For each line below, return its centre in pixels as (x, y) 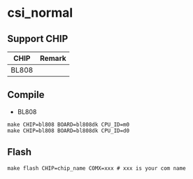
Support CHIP (38, 39)
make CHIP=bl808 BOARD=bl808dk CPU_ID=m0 (69, 124)
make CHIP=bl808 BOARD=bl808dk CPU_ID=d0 (69, 131)
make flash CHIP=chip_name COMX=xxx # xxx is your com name (97, 168)
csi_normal (40, 13)
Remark (53, 58)
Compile (26, 95)
